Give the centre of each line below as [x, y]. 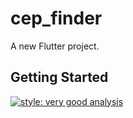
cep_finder [56, 18]
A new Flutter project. [55, 46]
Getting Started [59, 77]
